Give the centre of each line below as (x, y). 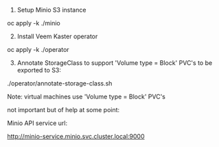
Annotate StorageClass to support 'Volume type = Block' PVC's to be (115, 63)
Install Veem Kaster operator (57, 36)
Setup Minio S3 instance (51, 10)
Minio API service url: (37, 123)
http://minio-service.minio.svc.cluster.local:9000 (76, 136)
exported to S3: (39, 70)
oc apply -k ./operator (38, 50)
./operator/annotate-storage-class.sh (60, 83)
